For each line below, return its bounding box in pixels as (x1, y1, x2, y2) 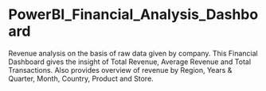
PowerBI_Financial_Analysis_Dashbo (8, 6, 259, 24)
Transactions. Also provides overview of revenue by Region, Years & (8, 65, 233, 74)
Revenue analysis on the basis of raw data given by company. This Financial (8, 48, 258, 58)
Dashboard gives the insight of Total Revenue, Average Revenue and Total (8, 57, 252, 66)
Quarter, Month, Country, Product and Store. (8, 74, 154, 83)
